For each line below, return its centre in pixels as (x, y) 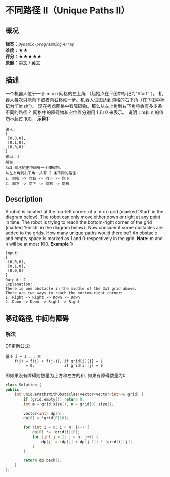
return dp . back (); (43, 461)
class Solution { (24, 385)
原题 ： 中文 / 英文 (23, 63)
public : (13, 390)
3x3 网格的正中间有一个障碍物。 (34, 168)
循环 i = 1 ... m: (24, 357)
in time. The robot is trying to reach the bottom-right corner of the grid (79, 222)
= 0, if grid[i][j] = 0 (64, 366)
